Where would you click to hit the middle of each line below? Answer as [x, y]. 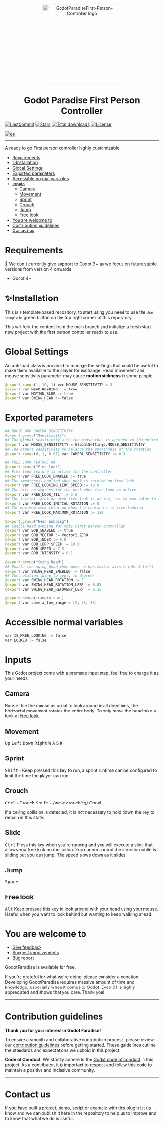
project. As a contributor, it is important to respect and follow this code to [79, 1065]
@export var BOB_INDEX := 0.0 [36, 540]
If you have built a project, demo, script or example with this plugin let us [78, 1108]
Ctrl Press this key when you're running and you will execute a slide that [79, 845]
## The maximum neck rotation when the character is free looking [74, 508]
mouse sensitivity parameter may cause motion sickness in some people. [79, 376]
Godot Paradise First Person [82, 101]
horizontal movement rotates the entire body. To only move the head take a [81, 711]
